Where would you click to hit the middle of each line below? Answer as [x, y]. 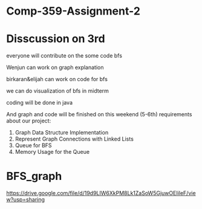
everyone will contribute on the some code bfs [64, 56]
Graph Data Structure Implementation [62, 133]
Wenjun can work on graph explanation [55, 67]
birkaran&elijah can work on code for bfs [57, 79]
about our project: [29, 121]
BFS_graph [34, 176]
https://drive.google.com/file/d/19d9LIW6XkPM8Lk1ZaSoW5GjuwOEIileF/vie [101, 193]
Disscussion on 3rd [56, 39]
